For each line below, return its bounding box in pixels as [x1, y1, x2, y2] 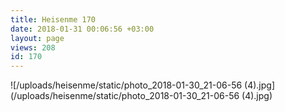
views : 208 [10, 42, 56, 53]
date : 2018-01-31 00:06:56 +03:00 [10, 24, 155, 34]
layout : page [10, 33, 65, 43]
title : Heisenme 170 [10, 14, 97, 25]
